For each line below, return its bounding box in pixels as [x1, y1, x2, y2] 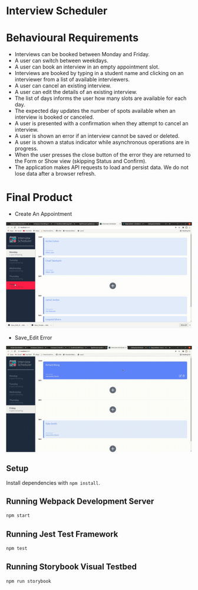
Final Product [6, 191, 72, 205]
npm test [6, 546, 28, 552]
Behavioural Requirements [6, 31, 139, 45]
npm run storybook [6, 578, 51, 584]
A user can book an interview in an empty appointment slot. [14, 63, 160, 70]
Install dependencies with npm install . [6, 479, 100, 486]
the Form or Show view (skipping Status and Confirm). [14, 158, 147, 165]
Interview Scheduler [6, 4, 108, 18]
